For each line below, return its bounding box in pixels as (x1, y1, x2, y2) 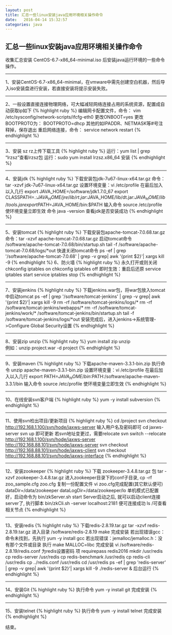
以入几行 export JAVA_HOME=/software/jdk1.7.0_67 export (5, 189, 128, 195)
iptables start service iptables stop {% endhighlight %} (5, 271, 121, 277)
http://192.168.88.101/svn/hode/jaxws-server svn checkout (5, 441, 128, 447)
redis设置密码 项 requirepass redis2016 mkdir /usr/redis (46, 548, 163, 554)
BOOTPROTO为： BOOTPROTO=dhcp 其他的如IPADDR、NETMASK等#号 (5, 120, 159, 126)
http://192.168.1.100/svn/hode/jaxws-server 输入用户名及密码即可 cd (5, 424, 148, 430)
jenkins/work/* (5, 310, 37, 316)
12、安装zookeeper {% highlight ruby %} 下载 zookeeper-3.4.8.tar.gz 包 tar (5, 468, 164, 474)
